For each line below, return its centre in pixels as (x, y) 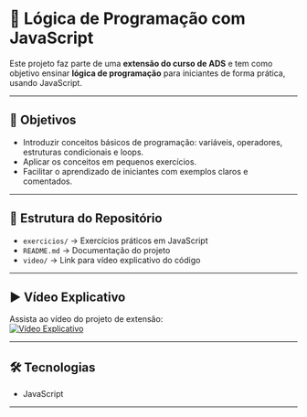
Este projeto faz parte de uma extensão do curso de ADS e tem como (141, 63)
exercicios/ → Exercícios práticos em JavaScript (115, 241)
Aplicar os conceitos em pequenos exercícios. (110, 161)
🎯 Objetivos (43, 120)
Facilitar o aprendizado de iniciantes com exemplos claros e (135, 171)
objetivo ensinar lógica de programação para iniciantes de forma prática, (148, 73)
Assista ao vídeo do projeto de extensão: (86, 319)
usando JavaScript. (46, 82)
